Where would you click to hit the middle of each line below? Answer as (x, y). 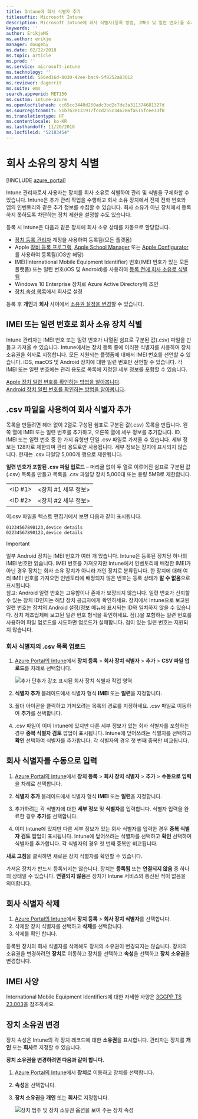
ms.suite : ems (24, 89)
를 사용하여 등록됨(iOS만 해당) (49, 254)
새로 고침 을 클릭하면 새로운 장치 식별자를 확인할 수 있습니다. (74, 856)
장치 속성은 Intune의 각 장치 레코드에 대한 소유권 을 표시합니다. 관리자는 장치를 (95, 1040)
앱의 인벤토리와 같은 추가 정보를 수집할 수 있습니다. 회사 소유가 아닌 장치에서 (93, 207)
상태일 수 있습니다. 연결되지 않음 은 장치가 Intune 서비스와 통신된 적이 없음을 (99, 876)
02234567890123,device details (44, 533)
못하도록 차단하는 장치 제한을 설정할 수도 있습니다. (74, 214)
